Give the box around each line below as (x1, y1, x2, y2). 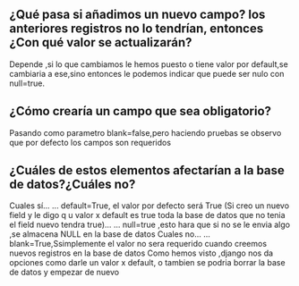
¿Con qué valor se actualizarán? (9, 35, 192, 50)
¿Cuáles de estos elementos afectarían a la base (9, 163, 285, 178)
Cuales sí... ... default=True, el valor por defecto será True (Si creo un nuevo (9, 200, 289, 211)
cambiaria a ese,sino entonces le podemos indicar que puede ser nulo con (9, 68, 285, 79)
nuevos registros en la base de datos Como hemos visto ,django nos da (9, 248, 274, 258)
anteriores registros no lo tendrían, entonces (9, 21, 264, 37)
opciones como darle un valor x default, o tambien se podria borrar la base (9, 257, 286, 268)
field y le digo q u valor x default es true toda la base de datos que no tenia (9, 210, 286, 221)
